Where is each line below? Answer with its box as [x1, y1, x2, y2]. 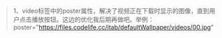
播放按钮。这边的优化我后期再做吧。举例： [31, 15, 154, 23]
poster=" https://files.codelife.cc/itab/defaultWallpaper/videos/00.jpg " [13, 23, 214, 31]
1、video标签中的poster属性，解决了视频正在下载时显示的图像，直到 [13, 7, 210, 15]
